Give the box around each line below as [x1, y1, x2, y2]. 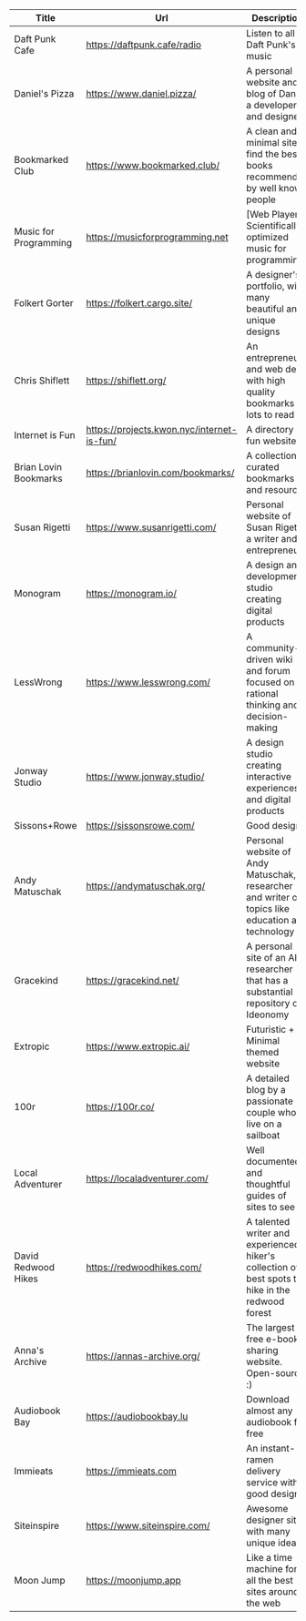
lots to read [245, 409, 295, 421]
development [245, 570, 302, 582]
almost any [245, 1404, 293, 1417]
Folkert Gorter [14, 297, 75, 309]
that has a [245, 974, 289, 986]
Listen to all [245, 27, 296, 39]
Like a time [245, 1552, 293, 1564]
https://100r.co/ [86, 1101, 155, 1113]
